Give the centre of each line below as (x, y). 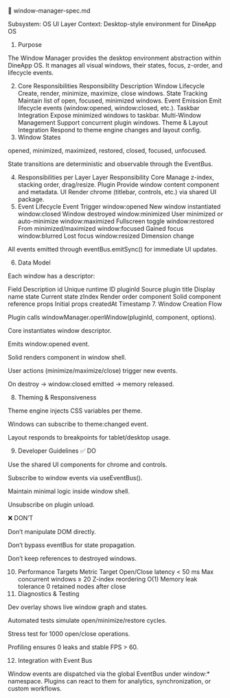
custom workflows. (35, 688)
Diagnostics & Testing (48, 594)
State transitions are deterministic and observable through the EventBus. (111, 164)
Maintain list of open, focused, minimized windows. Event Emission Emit (119, 101)
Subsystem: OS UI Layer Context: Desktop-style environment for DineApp (112, 24)
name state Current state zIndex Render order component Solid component (115, 297)
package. (31, 199)
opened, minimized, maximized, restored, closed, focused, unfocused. (107, 151)
